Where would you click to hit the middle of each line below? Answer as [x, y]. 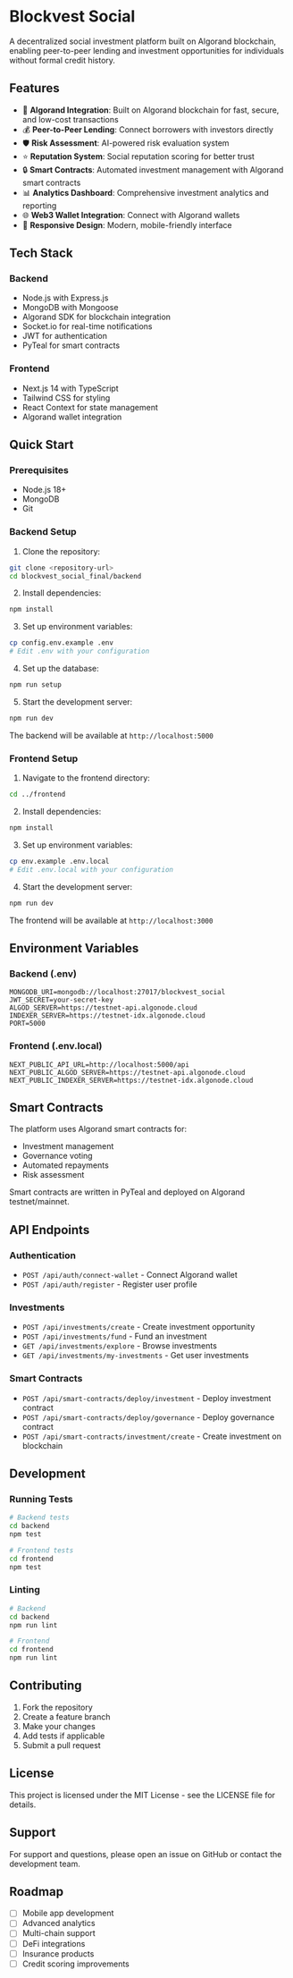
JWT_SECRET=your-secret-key [62, 1000]
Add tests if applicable [63, 1736]
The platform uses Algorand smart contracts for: [98, 1129]
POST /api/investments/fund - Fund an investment [114, 1336]
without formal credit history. [63, 60]
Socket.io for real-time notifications [88, 326]
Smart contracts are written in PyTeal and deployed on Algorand [127, 1192]
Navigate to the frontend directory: [86, 778]
